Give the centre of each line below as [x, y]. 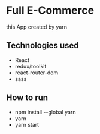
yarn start [27, 124]
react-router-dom [37, 73]
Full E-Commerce [50, 10]
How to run [27, 98]
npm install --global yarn [45, 112]
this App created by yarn [37, 27]
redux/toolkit [31, 66]
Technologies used [43, 46]
